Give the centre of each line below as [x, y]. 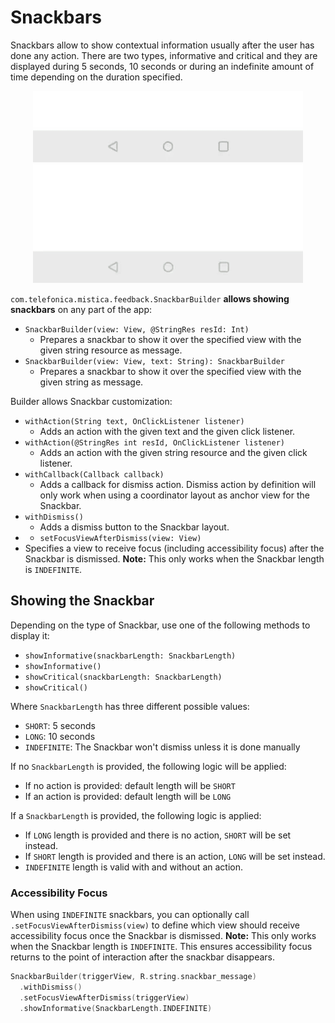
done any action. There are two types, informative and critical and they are [164, 55]
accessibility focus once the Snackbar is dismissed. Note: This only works [163, 936]
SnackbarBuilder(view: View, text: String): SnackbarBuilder [155, 361]
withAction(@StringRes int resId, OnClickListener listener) [155, 442]
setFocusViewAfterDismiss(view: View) [120, 538]
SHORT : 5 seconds [60, 725]
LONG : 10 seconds [60, 736]
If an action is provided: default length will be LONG [128, 796]
